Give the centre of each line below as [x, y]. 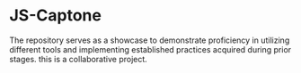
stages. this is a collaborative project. [79, 59]
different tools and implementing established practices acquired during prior [150, 49]
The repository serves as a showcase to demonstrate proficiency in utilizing [150, 40]
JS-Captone [55, 16]
